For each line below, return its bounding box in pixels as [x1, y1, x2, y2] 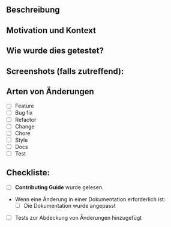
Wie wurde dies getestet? [6, 46, 104, 56]
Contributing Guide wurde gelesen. [14, 183, 104, 191]
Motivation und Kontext [6, 25, 97, 35]
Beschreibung [6, 5, 60, 15]
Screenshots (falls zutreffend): [6, 66, 124, 76]
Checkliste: [6, 168, 50, 178]
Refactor [14, 116, 37, 123]
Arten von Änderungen [6, 86, 94, 97]
